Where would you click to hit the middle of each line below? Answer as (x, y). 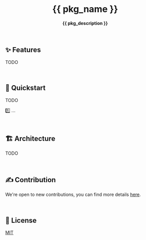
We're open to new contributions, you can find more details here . (73, 195)
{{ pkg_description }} (85, 23)
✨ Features (23, 50)
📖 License (21, 220)
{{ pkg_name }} (85, 9)
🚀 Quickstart (25, 88)
